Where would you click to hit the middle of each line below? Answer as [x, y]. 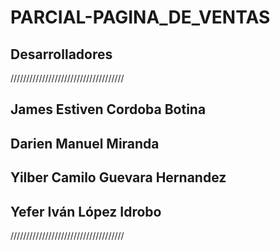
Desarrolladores [61, 54]
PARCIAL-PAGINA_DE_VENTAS [140, 17]
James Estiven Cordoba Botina [108, 109]
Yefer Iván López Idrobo [86, 211]
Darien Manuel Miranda [85, 143]
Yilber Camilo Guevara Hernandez [118, 177]
